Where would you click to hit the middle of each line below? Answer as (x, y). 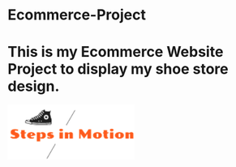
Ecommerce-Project (77, 15)
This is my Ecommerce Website (116, 52)
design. (34, 86)
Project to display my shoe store (118, 69)
